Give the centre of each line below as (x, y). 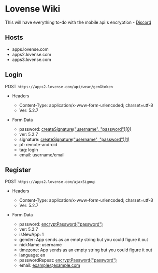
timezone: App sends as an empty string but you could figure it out (86, 250)
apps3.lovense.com (32, 60)
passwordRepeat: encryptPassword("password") (68, 260)
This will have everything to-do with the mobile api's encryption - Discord (78, 22)
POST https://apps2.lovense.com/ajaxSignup (50, 182)
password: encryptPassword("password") (61, 224)
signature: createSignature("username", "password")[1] (74, 139)
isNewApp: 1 (31, 235)
